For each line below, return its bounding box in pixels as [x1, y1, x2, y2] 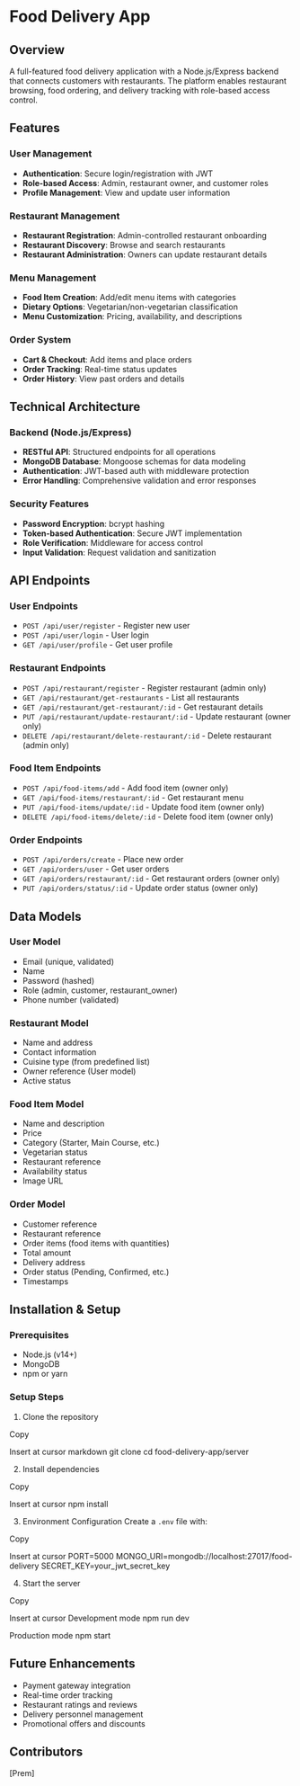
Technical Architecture [9, 398, 141, 415]
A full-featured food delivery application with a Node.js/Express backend [9, 66, 279, 76]
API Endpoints [9, 573, 91, 588]
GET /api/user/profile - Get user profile [22, 639, 173, 650]
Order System [9, 334, 72, 346]
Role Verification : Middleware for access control [22, 537, 204, 548]
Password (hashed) [22, 975, 95, 986]
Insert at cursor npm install [9, 1498, 109, 1509]
